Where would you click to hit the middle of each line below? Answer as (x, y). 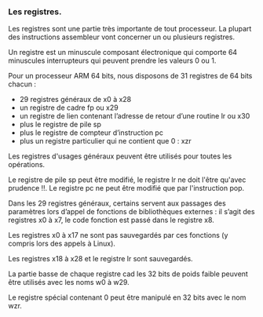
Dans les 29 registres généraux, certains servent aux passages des (117, 203)
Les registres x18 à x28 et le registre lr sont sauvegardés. (101, 259)
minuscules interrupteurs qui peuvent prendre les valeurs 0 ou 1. (112, 60)
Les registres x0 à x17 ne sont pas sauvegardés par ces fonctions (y (118, 235)
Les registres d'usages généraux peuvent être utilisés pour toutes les (120, 156)
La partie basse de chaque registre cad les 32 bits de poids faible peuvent (128, 274)
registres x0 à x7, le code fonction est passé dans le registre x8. (111, 220)
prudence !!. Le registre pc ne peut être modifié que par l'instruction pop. (126, 188)
